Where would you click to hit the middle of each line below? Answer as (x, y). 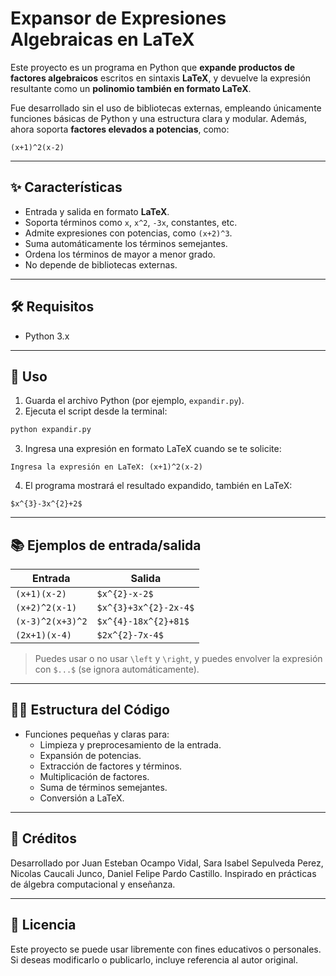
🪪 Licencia (43, 925)
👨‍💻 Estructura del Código (90, 710)
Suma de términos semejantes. (103, 787)
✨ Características (66, 187)
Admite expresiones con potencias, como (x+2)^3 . (128, 233)
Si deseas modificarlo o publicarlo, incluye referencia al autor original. (154, 959)
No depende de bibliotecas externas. (101, 264)
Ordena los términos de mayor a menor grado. (120, 254)
